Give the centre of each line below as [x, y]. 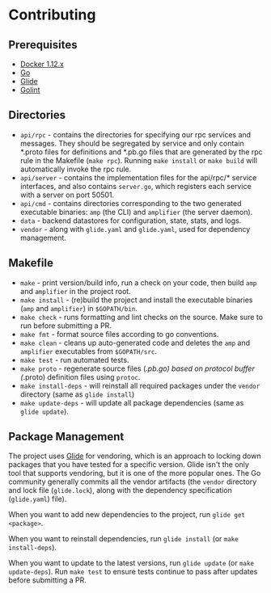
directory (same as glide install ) [77, 394]
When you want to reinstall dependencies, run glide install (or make [123, 539]
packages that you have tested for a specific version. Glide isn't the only [129, 465]
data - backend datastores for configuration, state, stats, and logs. [131, 221]
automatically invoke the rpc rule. [76, 169]
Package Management [66, 437]
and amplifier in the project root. [75, 291]
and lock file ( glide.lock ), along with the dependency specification [120, 490]
